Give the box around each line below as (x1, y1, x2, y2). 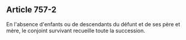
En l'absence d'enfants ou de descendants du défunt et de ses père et (6, 20, 181, 27)
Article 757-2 (6, 5, 57, 15)
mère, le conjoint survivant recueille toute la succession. (6, 27, 146, 34)
